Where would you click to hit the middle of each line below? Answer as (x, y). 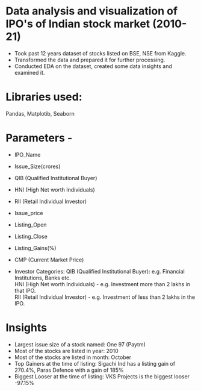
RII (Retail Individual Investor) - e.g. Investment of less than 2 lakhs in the (105, 297)
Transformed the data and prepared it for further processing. (90, 60)
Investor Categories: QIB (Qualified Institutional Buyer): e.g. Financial (99, 271)
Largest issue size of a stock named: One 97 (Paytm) (80, 344)
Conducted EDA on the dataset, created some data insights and (93, 66)
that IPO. (25, 290)
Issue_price (29, 213)
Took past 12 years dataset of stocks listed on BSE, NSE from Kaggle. (100, 53)
